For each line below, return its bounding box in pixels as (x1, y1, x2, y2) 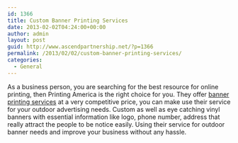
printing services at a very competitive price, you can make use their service (7, 97, 231, 106)
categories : (7, 57, 42, 64)
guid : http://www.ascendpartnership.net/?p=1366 (7, 43, 154, 50)
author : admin (7, 30, 50, 38)
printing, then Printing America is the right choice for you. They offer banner (7, 90, 229, 98)
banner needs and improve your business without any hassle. (7, 127, 187, 136)
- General (13, 63, 42, 70)
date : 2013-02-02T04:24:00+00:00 (7, 23, 106, 30)
